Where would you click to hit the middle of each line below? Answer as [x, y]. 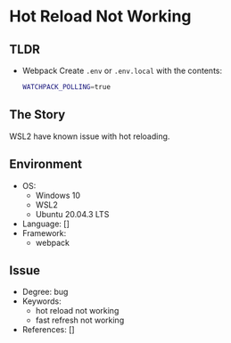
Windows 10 [58, 195]
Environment [46, 164]
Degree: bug [45, 292]
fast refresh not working [80, 320]
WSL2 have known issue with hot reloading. [90, 136]
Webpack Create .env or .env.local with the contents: [122, 70]
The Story [37, 114]
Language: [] [45, 224]
